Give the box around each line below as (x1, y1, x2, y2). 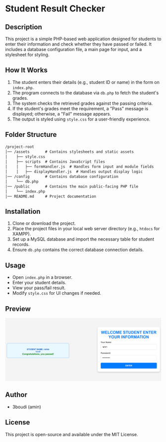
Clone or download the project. (12, 220, 76, 226)
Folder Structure (5, 130, 57, 139)
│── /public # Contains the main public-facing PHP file (5, 184, 139, 189)
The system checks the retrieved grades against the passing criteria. (12, 100, 153, 106)
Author (5, 390, 27, 399)
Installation (5, 207, 41, 216)
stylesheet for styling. (5, 52, 50, 58)
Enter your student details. (12, 280, 66, 286)
